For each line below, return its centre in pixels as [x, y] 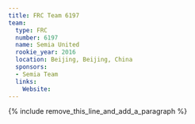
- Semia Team [37, 74]
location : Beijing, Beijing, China [74, 60]
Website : [37, 89]
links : [26, 81]
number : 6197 [37, 38]
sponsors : [31, 67]
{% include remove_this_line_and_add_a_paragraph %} [98, 111]
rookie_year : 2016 [46, 52]
